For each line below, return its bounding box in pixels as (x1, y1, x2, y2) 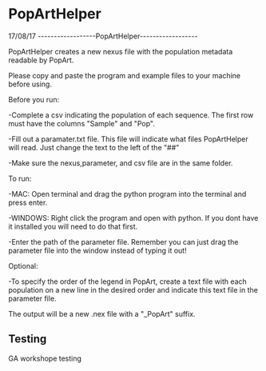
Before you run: (8, 94, 60, 104)
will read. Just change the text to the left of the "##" (8, 142, 180, 152)
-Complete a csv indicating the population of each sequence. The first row (8, 110, 254, 120)
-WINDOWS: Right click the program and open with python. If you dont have (8, 213, 259, 222)
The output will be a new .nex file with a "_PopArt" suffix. (8, 309, 196, 318)
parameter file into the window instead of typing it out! (8, 245, 187, 255)
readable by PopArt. (8, 55, 74, 65)
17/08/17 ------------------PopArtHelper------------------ (8, 31, 198, 41)
